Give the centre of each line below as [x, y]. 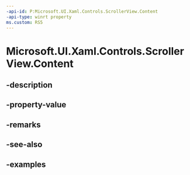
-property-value [36, 105]
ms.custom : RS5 [25, 22]
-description [29, 85]
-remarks [23, 125]
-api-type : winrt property [39, 17]
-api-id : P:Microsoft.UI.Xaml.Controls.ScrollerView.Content [82, 11]
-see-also [24, 144]
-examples [26, 164]
